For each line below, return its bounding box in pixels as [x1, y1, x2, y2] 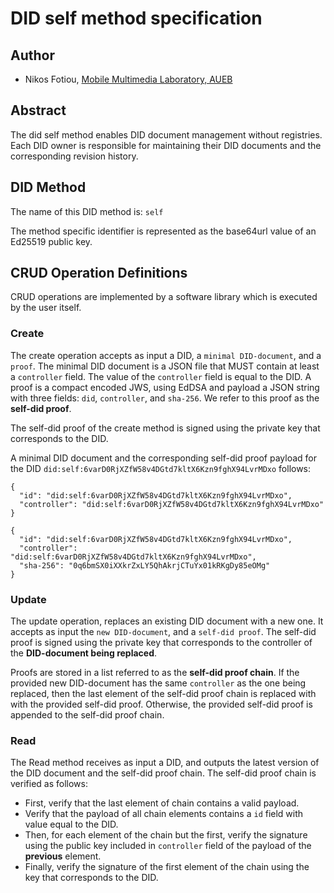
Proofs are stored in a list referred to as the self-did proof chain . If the [10, 667, 300, 679]
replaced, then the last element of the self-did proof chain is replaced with [10, 688, 317, 700]
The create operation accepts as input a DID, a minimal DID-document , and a [10, 349, 322, 361]
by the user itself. [10, 302, 82, 314]
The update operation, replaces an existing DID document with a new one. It [10, 615, 324, 627]
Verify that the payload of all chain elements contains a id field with [24, 808, 304, 820]
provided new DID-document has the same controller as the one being [10, 677, 307, 689]
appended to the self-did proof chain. [10, 709, 165, 721]
